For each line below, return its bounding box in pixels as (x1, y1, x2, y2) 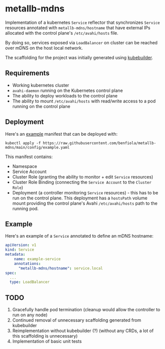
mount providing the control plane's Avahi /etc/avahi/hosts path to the (12, 200, 158, 206)
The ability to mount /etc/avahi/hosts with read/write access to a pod (12, 98, 156, 104)
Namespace (12, 163, 37, 169)
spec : (5, 270, 16, 275)
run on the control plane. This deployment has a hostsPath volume (12, 195, 148, 201)
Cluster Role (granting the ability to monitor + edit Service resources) (12, 174, 154, 179)
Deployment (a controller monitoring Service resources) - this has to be (12, 189, 159, 195)
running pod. (12, 205, 39, 211)
